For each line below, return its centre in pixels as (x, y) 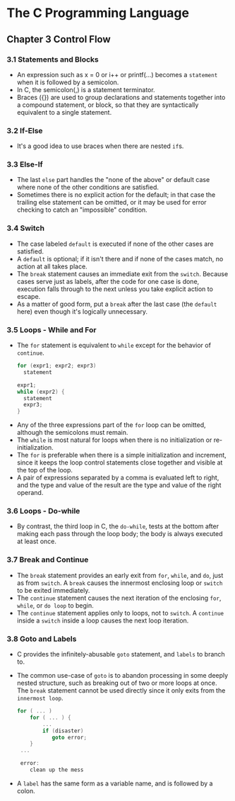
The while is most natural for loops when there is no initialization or (114, 440)
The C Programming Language (98, 13)
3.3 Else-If (25, 164)
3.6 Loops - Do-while (43, 511)
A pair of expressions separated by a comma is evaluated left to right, (118, 478)
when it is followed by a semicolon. (68, 82)
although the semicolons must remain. (72, 433)
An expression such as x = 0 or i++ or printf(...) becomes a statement (117, 74)
